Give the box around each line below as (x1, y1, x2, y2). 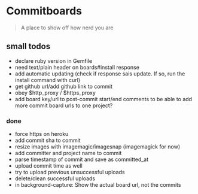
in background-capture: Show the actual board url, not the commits (14, 181, 181, 189)
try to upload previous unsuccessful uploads (14, 169, 125, 176)
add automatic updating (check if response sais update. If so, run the (14, 70, 185, 77)
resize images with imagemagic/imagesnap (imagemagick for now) (14, 143, 181, 150)
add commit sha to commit (14, 137, 81, 144)
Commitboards (6, 4, 83, 18)
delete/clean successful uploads (14, 175, 96, 182)
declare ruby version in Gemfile (14, 57, 93, 64)
